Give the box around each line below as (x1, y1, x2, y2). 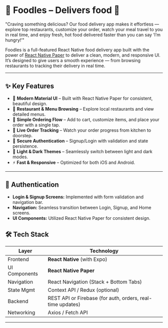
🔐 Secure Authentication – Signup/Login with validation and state (12, 138, 148, 144)
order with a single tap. (12, 122, 60, 128)
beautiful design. (12, 100, 47, 107)
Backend (7, 298, 28, 305)
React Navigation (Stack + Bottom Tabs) (47, 278, 142, 285)
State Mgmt (7, 286, 35, 293)
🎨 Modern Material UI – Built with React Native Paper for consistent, (12, 95, 153, 101)
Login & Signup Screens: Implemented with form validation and (12, 194, 144, 200)
